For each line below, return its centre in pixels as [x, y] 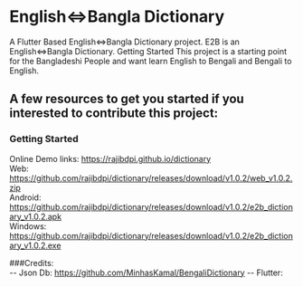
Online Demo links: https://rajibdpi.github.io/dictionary [110, 158]
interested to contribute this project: [114, 114]
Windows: [28, 226]
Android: [25, 197]
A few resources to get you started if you [127, 99]
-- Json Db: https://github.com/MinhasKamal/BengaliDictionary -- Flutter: [146, 273]
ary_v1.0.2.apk [35, 216]
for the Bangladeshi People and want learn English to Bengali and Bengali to [151, 61]
